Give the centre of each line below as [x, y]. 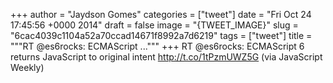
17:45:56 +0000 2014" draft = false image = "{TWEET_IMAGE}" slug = [154, 25]
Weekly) [27, 67]
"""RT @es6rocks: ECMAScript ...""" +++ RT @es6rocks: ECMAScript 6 [157, 46]
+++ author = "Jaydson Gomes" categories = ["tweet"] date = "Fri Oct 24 [161, 14]
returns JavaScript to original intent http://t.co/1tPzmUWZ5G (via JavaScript [166, 57]
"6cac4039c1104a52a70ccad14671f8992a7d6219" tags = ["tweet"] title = [161, 35]
